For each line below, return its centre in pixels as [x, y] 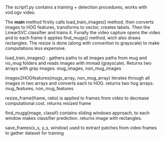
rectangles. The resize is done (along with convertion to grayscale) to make [82, 43]
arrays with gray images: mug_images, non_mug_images [63, 68]
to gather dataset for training [35, 133]
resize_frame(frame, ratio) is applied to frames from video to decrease [77, 98]
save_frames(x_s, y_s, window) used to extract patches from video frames [81, 128]
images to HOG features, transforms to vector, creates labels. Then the [78, 27]
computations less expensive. [36, 48]
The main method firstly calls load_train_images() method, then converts [80, 22]
